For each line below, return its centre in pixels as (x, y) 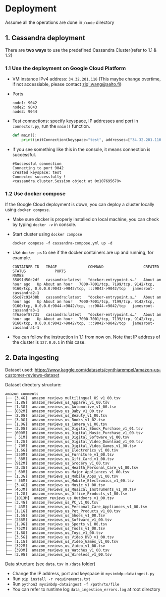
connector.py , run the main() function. (51, 126)
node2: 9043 (25, 107)
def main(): (25, 135)
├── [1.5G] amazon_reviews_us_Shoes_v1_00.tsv (55, 515)
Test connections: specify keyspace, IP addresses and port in (75, 121)
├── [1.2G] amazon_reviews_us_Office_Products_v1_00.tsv (66, 494)
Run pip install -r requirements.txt (51, 579)
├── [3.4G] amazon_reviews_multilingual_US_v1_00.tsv (63, 398)
